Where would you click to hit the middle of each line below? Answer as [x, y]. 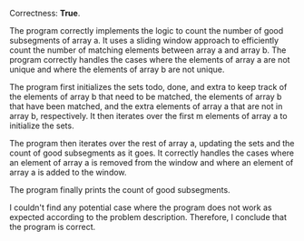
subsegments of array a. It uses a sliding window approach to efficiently [144, 40]
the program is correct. [53, 227]
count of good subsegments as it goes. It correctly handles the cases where [152, 153]
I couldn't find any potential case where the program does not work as [141, 207]
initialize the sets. [42, 126]
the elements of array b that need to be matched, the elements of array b [146, 96]
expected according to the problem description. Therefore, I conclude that [148, 217]
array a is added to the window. [68, 172]
